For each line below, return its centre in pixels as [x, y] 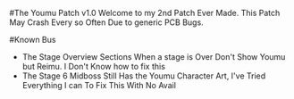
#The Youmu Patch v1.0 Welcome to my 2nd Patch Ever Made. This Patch [145, 13]
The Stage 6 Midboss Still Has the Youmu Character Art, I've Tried [144, 76]
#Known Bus [33, 40]
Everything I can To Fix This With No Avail [99, 85]
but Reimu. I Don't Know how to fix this [93, 66]
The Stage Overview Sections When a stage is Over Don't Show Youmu [154, 57]
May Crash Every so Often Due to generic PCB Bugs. [106, 22]
